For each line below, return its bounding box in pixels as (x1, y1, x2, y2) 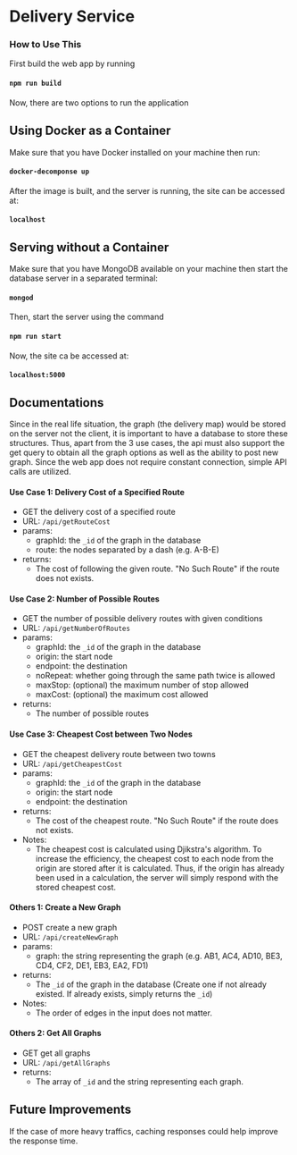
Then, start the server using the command (9, 311, 165, 323)
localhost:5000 (9, 371, 66, 380)
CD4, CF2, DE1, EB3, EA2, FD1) (35, 959, 149, 971)
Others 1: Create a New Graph (9, 902, 122, 913)
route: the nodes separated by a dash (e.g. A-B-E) (35, 544, 220, 555)
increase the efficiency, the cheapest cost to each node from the (35, 853, 274, 864)
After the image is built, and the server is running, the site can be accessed (9, 185, 285, 196)
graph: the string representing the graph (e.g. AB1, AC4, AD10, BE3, (35, 950, 283, 961)
